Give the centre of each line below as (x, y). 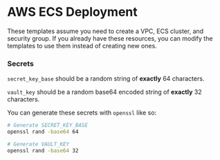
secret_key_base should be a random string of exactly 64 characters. (106, 79)
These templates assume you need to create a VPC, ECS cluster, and (106, 31)
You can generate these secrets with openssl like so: (82, 113)
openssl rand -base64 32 (43, 150)
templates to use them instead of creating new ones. (82, 46)
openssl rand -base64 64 (43, 132)
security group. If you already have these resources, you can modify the (110, 38)
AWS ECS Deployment (73, 12)
